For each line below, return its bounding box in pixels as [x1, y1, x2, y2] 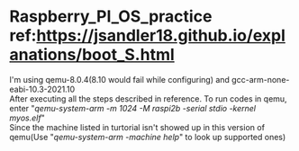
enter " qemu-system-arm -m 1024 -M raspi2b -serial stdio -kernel [9, 102, 257, 113]
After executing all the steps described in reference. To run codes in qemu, [9, 93, 287, 104]
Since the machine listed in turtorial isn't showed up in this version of [9, 121, 266, 132]
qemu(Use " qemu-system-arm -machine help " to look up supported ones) [9, 131, 286, 142]
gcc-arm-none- [231, 74, 290, 84]
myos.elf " [9, 112, 45, 123]
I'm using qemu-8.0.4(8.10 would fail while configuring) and [9, 74, 230, 84]
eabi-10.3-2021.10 [9, 84, 75, 94]
